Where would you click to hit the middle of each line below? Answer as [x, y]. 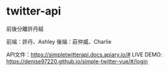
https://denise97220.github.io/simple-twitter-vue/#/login [77, 61]
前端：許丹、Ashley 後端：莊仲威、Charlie [59, 41]
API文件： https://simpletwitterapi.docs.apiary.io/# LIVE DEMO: [84, 54]
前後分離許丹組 [25, 29]
